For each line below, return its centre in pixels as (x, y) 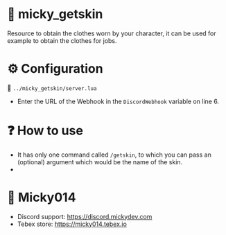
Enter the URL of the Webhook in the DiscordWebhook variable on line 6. (118, 101)
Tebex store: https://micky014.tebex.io (72, 224)
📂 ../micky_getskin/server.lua (52, 88)
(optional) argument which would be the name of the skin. (100, 162)
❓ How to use (45, 131)
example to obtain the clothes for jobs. (62, 40)
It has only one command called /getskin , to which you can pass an (114, 155)
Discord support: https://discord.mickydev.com (85, 216)
